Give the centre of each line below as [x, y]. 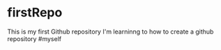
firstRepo [35, 13]
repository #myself [34, 38]
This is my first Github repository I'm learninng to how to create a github [110, 32]
